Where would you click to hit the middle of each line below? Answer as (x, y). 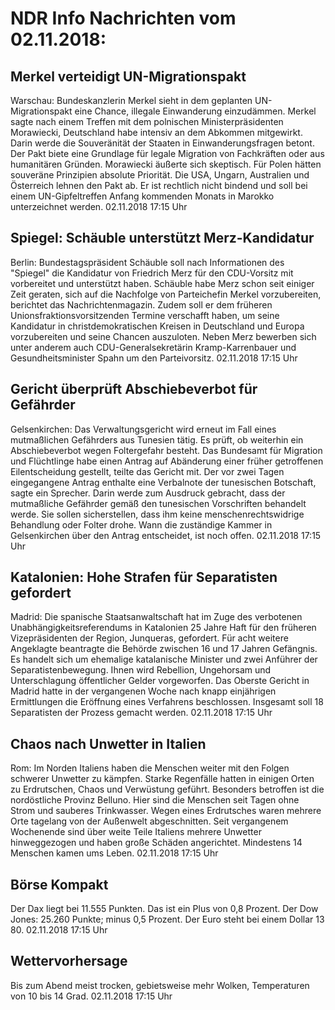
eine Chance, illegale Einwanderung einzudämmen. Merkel (195, 111)
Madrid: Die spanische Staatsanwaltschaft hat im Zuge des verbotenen (156, 617)
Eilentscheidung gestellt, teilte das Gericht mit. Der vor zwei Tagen (147, 471)
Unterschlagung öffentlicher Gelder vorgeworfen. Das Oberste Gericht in (160, 681)
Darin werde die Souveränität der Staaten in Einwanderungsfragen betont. (162, 143)
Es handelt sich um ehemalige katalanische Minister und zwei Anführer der (164, 659)
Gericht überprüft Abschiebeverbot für (134, 389)
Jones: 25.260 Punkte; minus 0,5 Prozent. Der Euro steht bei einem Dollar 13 (167, 919)
